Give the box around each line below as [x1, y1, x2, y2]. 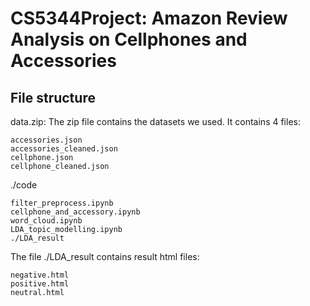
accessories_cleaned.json [10, 144, 118, 154]
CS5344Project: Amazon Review [10, 7, 288, 30]
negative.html [10, 270, 70, 280]
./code [10, 179, 38, 191]
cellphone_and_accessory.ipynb [10, 207, 141, 217]
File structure [10, 89, 96, 106]
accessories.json [10, 135, 83, 145]
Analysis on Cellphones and [10, 28, 248, 51]
